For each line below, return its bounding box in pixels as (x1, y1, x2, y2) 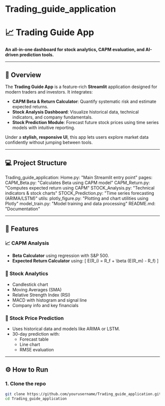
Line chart (19, 342, 40, 347)
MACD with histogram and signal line (12, 297, 87, 303)
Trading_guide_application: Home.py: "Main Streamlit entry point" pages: (5, 174, 153, 180)
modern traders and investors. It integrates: (5, 89, 93, 94)
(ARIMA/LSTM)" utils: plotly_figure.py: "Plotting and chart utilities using (5, 195, 149, 201)
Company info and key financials (12, 302, 79, 308)
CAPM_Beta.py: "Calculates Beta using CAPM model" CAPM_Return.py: (5, 180, 150, 186)
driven (5, 52, 19, 58)
